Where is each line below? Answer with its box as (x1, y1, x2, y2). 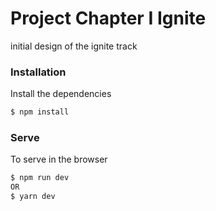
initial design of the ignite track (10, 40, 138, 52)
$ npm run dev (10, 173, 70, 183)
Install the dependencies (10, 88, 112, 100)
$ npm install (10, 107, 70, 117)
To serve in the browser (10, 153, 108, 166)
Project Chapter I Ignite (10, 7, 207, 30)
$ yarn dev (10, 192, 56, 202)
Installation (10, 65, 67, 79)
